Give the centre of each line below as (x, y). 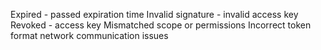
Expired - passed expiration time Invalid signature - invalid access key (154, 14)
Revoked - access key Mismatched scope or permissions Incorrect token (161, 25)
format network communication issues (89, 35)
